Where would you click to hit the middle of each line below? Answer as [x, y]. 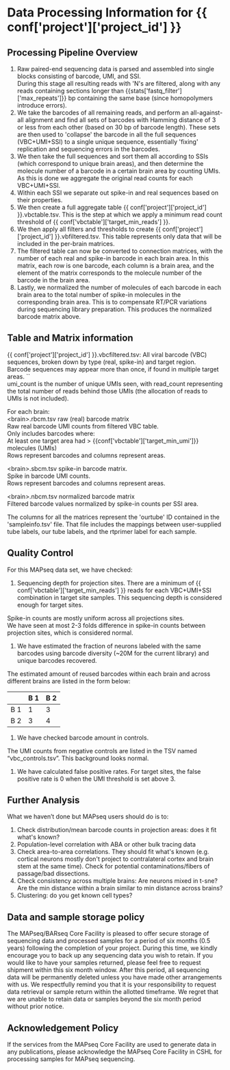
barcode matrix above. [49, 316]
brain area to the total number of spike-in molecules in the [99, 295]
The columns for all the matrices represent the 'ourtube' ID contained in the [114, 517]
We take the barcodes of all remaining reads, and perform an [103, 112]
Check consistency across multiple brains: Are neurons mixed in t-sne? [117, 881]
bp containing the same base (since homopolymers [141, 98]
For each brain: [28, 411]
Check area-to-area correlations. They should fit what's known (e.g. [113, 852]
